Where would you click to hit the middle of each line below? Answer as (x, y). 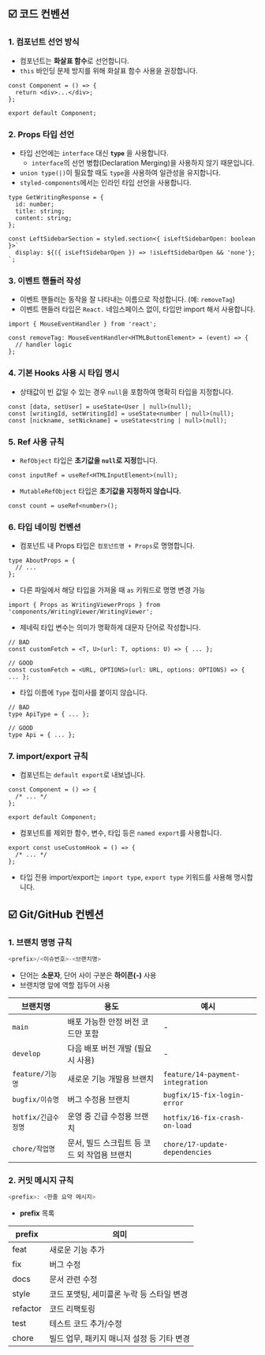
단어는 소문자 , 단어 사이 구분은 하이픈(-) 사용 (88, 975)
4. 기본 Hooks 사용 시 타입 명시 (64, 373)
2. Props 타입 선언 (41, 134)
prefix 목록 (37, 1213)
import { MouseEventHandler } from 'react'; (82, 324)
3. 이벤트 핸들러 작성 (45, 281)
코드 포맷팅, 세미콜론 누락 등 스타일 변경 (118, 1294)
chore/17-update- (196, 1145)
